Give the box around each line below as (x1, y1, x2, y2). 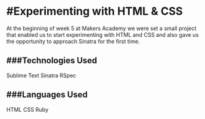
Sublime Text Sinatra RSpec (6, 72, 76, 79)
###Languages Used (6, 90, 88, 100)
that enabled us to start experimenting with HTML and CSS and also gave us (6, 31, 199, 38)
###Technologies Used (6, 55, 97, 66)
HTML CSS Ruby (6, 106, 49, 113)
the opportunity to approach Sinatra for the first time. (6, 37, 140, 45)
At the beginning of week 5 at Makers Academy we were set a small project (6, 25, 197, 32)
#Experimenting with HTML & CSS (6, 4, 183, 18)
